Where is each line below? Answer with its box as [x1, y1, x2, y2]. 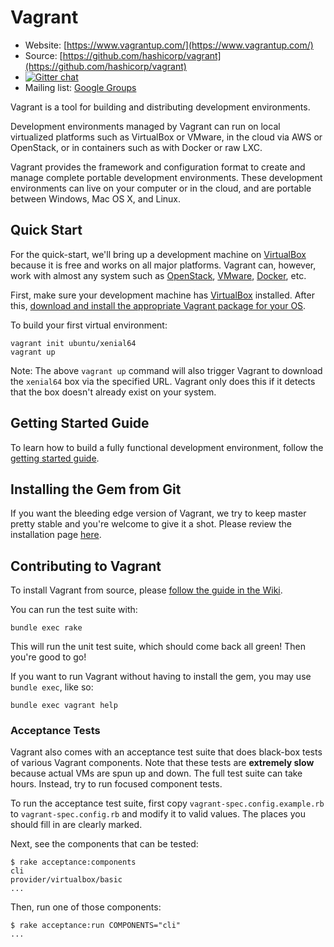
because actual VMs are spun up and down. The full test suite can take [10, 767, 303, 780]
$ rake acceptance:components [10, 857, 137, 868]
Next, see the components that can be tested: [10, 838, 199, 850]
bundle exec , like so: [10, 681, 94, 693]
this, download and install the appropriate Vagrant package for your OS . [10, 299, 307, 311]
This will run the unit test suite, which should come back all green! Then [10, 641, 306, 653]
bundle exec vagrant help [10, 701, 118, 711]
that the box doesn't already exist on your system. [10, 386, 217, 398]
